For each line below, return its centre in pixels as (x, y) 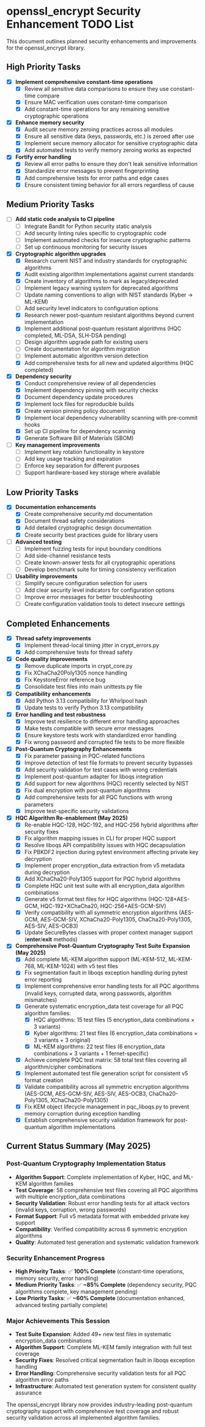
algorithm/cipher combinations (63, 1067)
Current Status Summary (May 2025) (79, 1146)
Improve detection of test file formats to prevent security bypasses (108, 763)
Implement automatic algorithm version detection (86, 356)
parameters (39, 804)
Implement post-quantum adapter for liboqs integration (94, 777)
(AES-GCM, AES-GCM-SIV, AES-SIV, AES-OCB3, (86, 1093)
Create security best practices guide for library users (91, 535)
